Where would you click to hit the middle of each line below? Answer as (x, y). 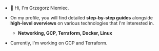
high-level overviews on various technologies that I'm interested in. (82, 23)
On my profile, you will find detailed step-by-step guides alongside (81, 18)
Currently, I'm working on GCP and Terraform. (59, 43)
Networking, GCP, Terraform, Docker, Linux (65, 33)
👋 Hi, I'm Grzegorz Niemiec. (39, 8)
